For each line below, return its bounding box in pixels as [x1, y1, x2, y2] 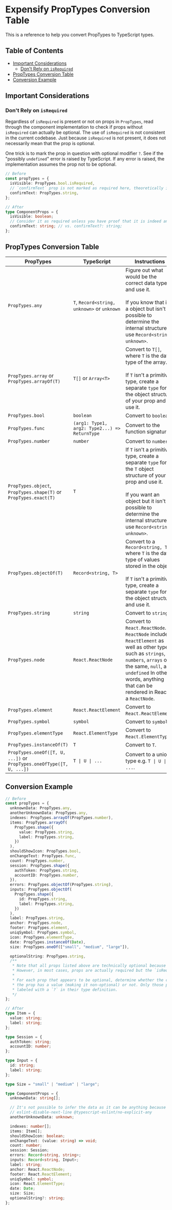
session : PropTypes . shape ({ [10, 863, 70, 868]
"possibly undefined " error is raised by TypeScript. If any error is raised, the [5, 156, 165, 162]
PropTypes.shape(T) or [8, 488, 62, 495]
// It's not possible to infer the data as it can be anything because [10, 1105, 166, 1110]
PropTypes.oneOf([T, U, [8, 750, 66, 755]
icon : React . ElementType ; [10, 1181, 66, 1186]
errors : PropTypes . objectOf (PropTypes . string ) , [10, 882, 114, 887]
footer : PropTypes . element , [10, 925, 70, 931]
